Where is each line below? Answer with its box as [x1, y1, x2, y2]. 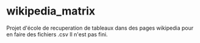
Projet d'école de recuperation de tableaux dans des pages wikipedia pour [6, 24, 194, 31]
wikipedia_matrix [6, 4, 96, 18]
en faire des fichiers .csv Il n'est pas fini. [6, 30, 108, 38]
